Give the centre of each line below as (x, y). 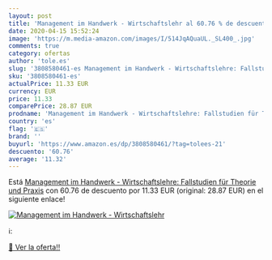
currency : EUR (32, 91)
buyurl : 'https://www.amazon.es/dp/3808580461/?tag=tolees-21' (117, 144)
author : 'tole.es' (39, 62)
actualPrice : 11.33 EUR (49, 83)
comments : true (34, 46)
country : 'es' (32, 121)
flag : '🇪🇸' (28, 129)
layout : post (30, 16)
